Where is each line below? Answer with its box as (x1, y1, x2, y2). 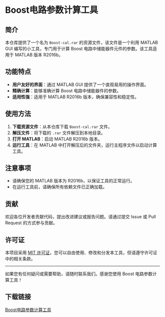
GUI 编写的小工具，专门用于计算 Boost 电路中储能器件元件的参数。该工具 (5, 46, 153, 52)
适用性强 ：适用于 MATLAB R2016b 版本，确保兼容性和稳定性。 (12, 94, 139, 100)
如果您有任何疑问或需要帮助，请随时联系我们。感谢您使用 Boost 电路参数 (5, 271, 153, 277)
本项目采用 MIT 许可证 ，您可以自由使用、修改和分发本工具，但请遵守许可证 (5, 250, 158, 256)
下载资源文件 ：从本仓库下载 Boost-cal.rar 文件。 (12, 123, 112, 129)
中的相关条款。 (5, 256, 35, 262)
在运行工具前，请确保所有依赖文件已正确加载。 (12, 184, 107, 190)
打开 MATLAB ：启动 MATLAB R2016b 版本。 (12, 136, 103, 142)
